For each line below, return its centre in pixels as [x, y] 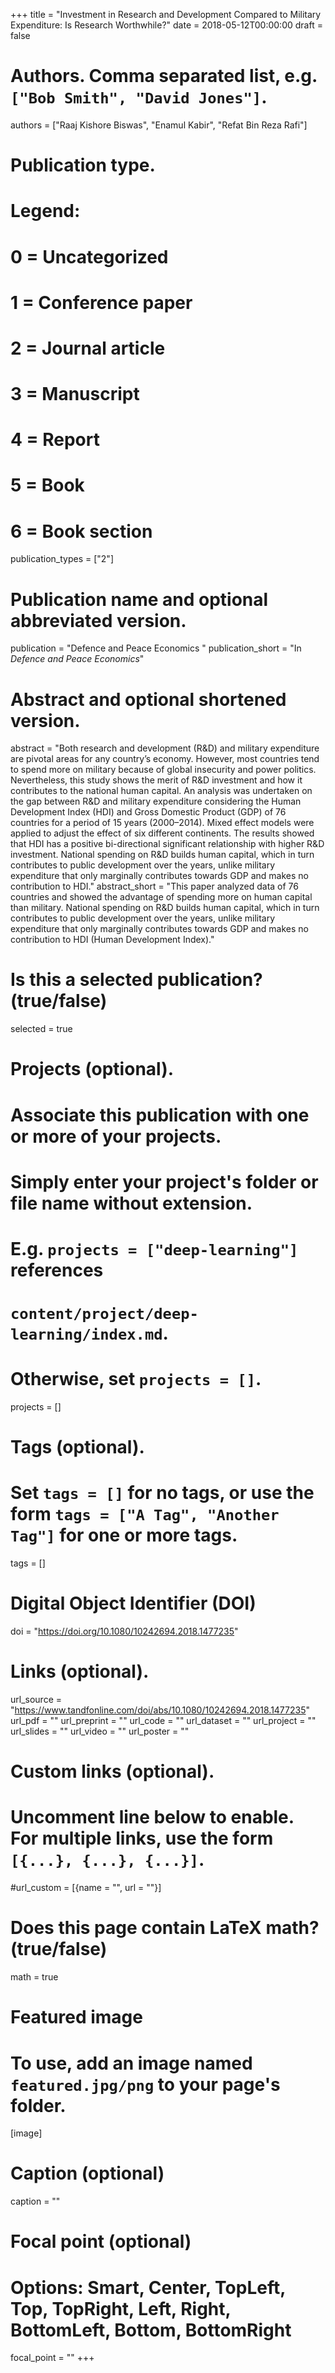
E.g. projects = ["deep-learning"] [154, 1248]
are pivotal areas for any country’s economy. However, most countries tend [165, 759]
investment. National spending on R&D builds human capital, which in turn [162, 855]
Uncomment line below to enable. [152, 1817]
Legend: [45, 211]
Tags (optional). [77, 1447]
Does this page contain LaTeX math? [165, 1928]
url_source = [36, 1700]
